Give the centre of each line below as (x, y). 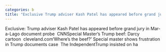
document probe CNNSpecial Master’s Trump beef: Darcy (80, 34)
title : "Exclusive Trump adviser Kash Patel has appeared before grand (80, 14)
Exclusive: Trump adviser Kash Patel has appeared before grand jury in (77, 28)
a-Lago (13, 34)
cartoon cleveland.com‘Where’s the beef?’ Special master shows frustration (83, 39)
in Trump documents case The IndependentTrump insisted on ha (72, 44)
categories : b (20, 10)
